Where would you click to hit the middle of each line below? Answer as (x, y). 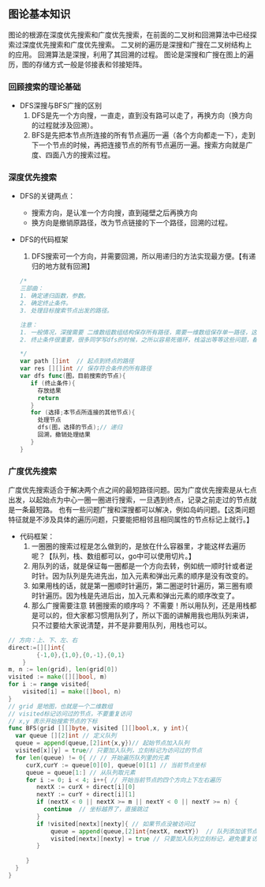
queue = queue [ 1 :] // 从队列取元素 (80, 772)
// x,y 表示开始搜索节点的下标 (53, 721)
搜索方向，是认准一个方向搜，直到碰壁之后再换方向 (114, 213)
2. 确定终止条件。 (46, 304)
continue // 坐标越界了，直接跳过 (95, 810)
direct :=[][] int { (37, 647)
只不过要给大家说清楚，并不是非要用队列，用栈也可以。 (121, 625)
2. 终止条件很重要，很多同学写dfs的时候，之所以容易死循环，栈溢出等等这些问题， (136, 340)
